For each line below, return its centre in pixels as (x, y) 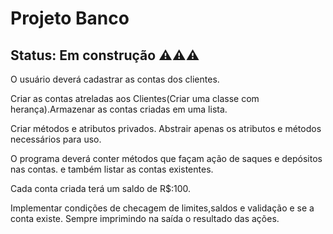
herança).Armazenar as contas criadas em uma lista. (119, 109)
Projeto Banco (70, 18)
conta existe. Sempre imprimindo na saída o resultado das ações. (145, 218)
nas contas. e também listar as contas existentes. (112, 169)
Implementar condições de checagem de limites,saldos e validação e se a (162, 208)
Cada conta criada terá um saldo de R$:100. (101, 188)
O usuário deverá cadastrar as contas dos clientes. (115, 79)
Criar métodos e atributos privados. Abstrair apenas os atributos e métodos (166, 128)
